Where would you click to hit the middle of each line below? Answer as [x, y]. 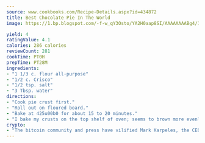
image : [15, 23]
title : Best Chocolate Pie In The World [59, 18]
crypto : [16, 125]
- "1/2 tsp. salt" [30, 85]
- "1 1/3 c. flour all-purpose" [47, 74]
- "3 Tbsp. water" [30, 91]
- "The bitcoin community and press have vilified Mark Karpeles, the [98, 131]
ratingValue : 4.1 [28, 40]
